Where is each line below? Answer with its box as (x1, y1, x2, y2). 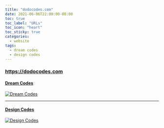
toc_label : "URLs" (5, 20, 42, 26)
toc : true (5, 16, 25, 21)
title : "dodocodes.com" (5, 7, 54, 12)
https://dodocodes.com (5, 68, 63, 75)
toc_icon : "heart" (5, 25, 42, 30)
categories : (5, 34, 29, 39)
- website (9, 39, 29, 44)
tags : (5, 43, 16, 48)
